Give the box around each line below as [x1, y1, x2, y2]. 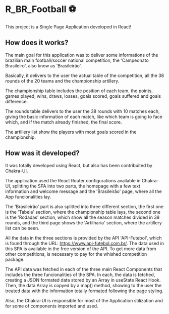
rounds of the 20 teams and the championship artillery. [5, 77, 120, 84]
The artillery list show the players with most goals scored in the [5, 129, 137, 135]
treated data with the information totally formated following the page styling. [5, 288, 164, 294]
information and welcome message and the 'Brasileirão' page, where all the [5, 188, 162, 194]
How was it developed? [5, 149, 80, 158]
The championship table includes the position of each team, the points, [5, 88, 153, 94]
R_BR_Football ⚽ [5, 4, 77, 15]
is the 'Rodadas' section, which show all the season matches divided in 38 [5, 214, 160, 220]
